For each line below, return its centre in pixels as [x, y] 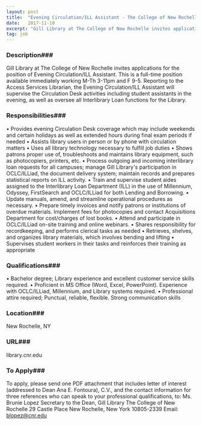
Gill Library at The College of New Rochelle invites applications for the [93, 68]
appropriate [21, 250]
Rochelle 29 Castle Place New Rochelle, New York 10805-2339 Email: [92, 409]
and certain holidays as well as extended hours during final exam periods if [99, 135]
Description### [30, 55]
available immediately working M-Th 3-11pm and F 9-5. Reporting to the [95, 81]
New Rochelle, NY [29, 326]
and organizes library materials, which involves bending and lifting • [90, 237]
